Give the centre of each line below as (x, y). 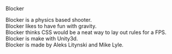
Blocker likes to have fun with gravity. (51, 26)
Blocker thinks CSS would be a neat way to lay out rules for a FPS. (86, 32)
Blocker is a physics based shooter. (49, 20)
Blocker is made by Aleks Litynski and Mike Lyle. (64, 45)
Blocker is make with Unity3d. (42, 38)
